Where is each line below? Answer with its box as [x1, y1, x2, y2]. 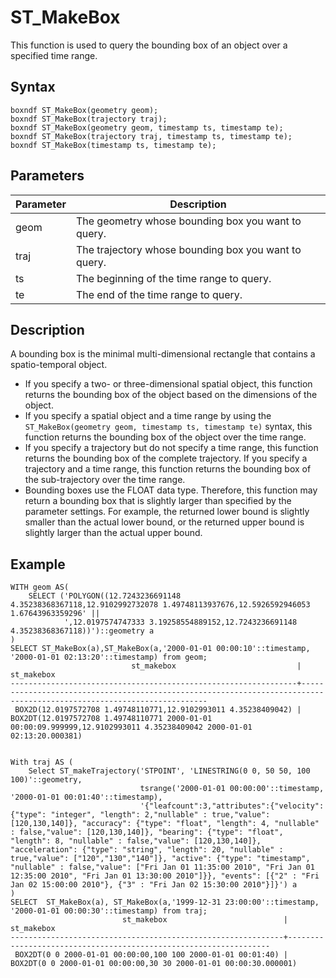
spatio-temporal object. [10, 359, 108, 371]
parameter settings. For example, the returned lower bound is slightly [24, 506, 310, 518]
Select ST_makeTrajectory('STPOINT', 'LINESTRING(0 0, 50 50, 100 [28, 766, 311, 776]
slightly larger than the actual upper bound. [24, 527, 203, 539]
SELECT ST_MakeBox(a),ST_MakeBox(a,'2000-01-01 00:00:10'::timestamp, [10, 644, 311, 654]
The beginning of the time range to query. [75, 271, 272, 285]
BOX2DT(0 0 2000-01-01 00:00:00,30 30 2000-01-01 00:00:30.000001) [10, 959, 298, 969]
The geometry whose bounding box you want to [75, 214, 302, 228]
